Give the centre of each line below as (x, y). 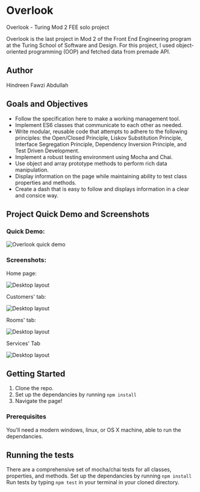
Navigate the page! (39, 401)
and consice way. (37, 195)
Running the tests (40, 455)
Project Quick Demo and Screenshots (78, 214)
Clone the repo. (34, 388)
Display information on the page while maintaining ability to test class (101, 176)
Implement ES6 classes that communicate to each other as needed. (99, 125)
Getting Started (36, 374)
